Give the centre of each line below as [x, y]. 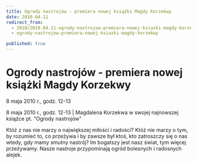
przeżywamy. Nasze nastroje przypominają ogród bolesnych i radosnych [94, 148]
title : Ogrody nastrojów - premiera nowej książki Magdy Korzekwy [89, 11]
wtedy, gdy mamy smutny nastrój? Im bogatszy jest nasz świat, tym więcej [96, 142]
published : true [26, 44]
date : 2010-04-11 [27, 17]
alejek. [14, 155]
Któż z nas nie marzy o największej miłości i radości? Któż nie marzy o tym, [97, 130]
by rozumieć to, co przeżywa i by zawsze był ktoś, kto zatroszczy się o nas [97, 136]
